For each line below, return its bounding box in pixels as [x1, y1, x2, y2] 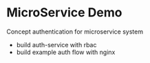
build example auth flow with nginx [16, 48, 116, 56]
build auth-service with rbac [16, 40, 97, 49]
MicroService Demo [6, 5, 122, 21]
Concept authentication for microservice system [6, 27, 144, 36]
